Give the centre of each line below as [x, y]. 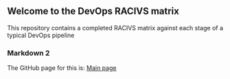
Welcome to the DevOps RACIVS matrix [93, 11]
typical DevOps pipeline [41, 35]
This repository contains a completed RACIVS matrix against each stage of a [115, 27]
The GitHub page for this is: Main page [62, 68]
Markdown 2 [28, 53]
